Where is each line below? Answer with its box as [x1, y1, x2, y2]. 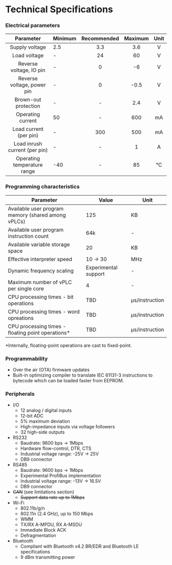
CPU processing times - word [8, 308, 80, 315]
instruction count [8, 232, 49, 240]
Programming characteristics [5, 183, 80, 190]
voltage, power [10, 81, 46, 89]
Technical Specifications [5, 4, 114, 15]
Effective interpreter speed [8, 255, 73, 263]
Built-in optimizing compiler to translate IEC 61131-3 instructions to [12, 372, 153, 378]
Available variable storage [8, 241, 70, 248]
